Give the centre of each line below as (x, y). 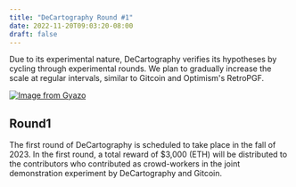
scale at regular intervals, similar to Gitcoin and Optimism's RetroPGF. (137, 78)
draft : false (33, 34)
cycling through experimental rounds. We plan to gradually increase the (140, 69)
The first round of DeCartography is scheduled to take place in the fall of (143, 145)
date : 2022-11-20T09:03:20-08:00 (71, 26)
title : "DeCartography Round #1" (71, 17)
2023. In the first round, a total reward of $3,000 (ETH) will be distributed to (148, 154)
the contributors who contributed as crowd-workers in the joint (125, 164)
